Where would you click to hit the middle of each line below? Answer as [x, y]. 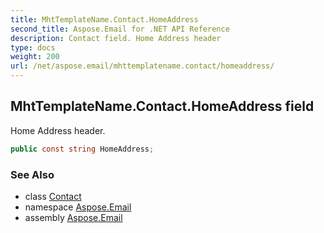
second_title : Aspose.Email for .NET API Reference [120, 29]
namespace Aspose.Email [78, 207]
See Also [32, 174]
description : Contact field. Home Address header [116, 38]
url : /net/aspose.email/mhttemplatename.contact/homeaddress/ [142, 66]
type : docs [33, 47]
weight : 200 [35, 57]
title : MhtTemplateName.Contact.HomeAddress [104, 19]
